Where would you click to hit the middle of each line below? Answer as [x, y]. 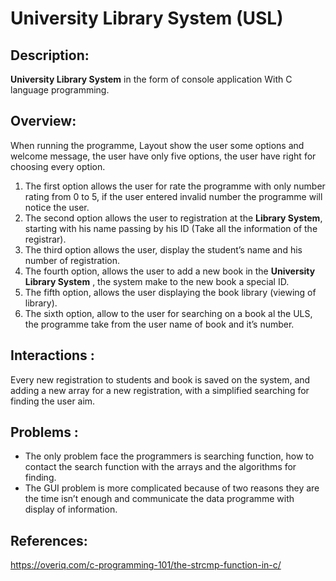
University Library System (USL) [147, 18]
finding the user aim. [53, 401]
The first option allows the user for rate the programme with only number [175, 186]
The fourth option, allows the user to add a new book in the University [170, 271]
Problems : [44, 432]
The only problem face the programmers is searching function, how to [169, 456]
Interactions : [52, 355]
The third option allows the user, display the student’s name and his [163, 249]
